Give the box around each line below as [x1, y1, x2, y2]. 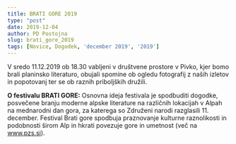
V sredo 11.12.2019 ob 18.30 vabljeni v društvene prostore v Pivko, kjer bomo [7, 63, 230, 71]
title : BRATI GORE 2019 [7, 10, 78, 18]
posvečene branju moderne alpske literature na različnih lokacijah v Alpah [7, 99, 223, 107]
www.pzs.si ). [7, 128, 45, 137]
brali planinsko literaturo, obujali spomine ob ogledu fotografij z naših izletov [7, 70, 230, 78]
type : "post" [7, 17, 46, 24]
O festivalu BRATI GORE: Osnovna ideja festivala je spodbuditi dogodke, [7, 91, 218, 100]
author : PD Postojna [7, 30, 69, 37]
